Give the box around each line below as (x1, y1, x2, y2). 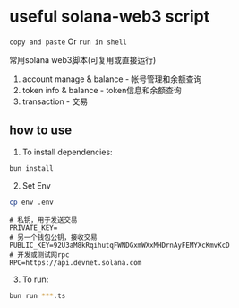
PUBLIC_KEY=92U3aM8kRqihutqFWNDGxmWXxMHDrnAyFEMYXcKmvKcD (9, 241, 230, 250)
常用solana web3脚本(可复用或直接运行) (9, 54, 157, 65)
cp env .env (9, 198, 54, 207)
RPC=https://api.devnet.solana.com (9, 258, 142, 267)
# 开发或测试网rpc (9, 250, 70, 260)
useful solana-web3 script (9, 6, 210, 27)
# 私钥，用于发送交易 (9, 216, 78, 224)
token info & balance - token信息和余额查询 (21, 84, 182, 95)
